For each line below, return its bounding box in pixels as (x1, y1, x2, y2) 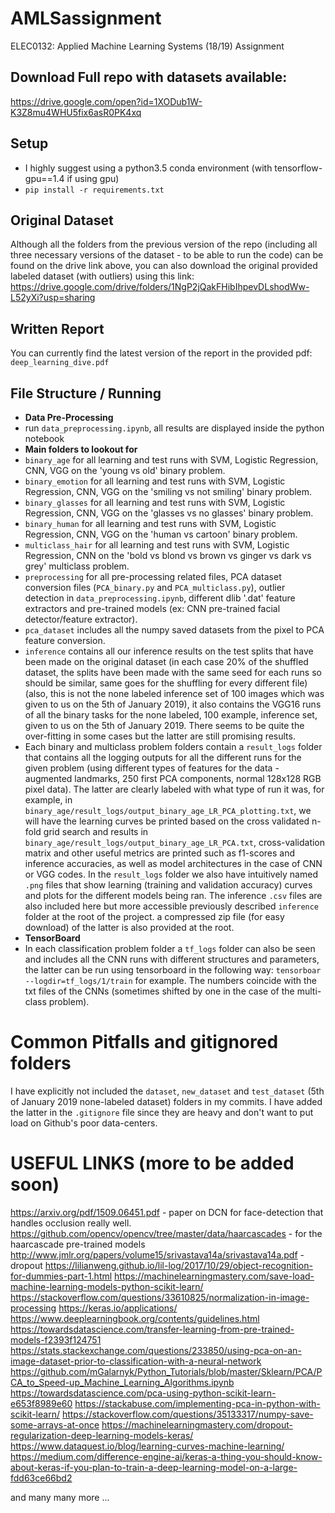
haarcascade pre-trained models (10, 1238, 146, 1250)
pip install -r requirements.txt (24, 185, 165, 195)
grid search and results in (43, 826, 149, 837)
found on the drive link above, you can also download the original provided (10, 260, 318, 272)
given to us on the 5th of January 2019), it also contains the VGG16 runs (24, 698, 322, 710)
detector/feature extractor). (24, 613, 138, 625)
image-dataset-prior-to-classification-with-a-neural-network (10, 1355, 262, 1367)
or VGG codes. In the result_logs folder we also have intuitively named (24, 868, 318, 880)
